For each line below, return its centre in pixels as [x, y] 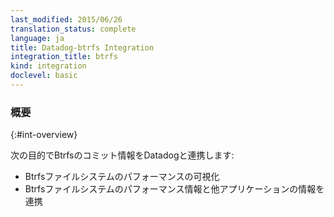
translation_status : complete [73, 29]
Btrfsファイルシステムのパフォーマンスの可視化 [122, 177]
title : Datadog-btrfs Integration [82, 47]
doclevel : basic [44, 76]
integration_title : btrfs [64, 57]
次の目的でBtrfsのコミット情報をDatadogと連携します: [122, 155]
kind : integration [48, 66]
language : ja [37, 38]
